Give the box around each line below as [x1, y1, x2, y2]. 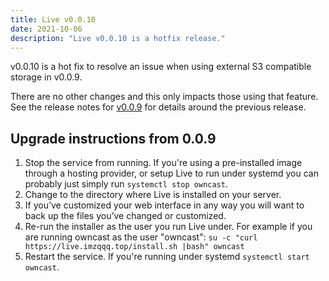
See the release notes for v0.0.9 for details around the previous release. [10, 101, 307, 113]
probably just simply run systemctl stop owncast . [24, 178, 228, 190]
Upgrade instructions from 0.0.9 [10, 130, 217, 147]
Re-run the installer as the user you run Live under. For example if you [24, 221, 313, 233]
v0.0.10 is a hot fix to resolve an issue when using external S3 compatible [10, 61, 312, 73]
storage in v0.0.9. [10, 71, 83, 83]
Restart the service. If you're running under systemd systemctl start [24, 251, 310, 263]
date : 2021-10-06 [10, 24, 83, 34]
